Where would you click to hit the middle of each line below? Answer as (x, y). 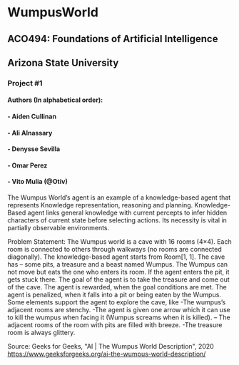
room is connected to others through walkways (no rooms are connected (115, 250)
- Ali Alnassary (30, 133)
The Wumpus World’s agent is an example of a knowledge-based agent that (119, 197)
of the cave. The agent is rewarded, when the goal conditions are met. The (117, 287)
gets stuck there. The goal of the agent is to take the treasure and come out (118, 279)
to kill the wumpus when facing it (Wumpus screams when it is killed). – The (119, 317)
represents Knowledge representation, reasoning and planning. (100, 205)
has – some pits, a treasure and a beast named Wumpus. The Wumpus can (118, 264)
